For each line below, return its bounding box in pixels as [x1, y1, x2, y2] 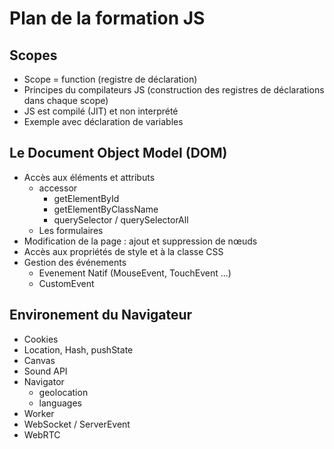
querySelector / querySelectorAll [53, 213, 189, 226]
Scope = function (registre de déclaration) [23, 73, 198, 85]
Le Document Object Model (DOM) [9, 145, 228, 162]
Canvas [23, 354, 56, 366]
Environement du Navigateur [9, 307, 193, 324]
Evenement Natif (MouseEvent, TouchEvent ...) [38, 267, 232, 279]
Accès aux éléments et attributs [23, 171, 156, 183]
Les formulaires [38, 224, 104, 236]
